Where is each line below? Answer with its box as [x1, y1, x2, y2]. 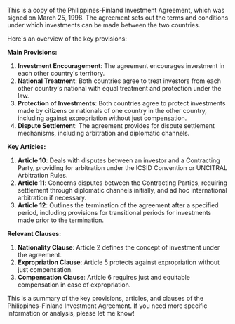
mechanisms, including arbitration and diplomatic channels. [17, 129, 190, 137]
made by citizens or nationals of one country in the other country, [17, 107, 207, 115]
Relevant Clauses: [7, 230, 62, 238]
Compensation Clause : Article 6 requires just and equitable [17, 273, 191, 281]
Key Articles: [7, 143, 46, 150]
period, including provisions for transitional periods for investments [17, 209, 212, 216]
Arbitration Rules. [17, 171, 68, 179]
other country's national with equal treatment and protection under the [17, 84, 222, 92]
